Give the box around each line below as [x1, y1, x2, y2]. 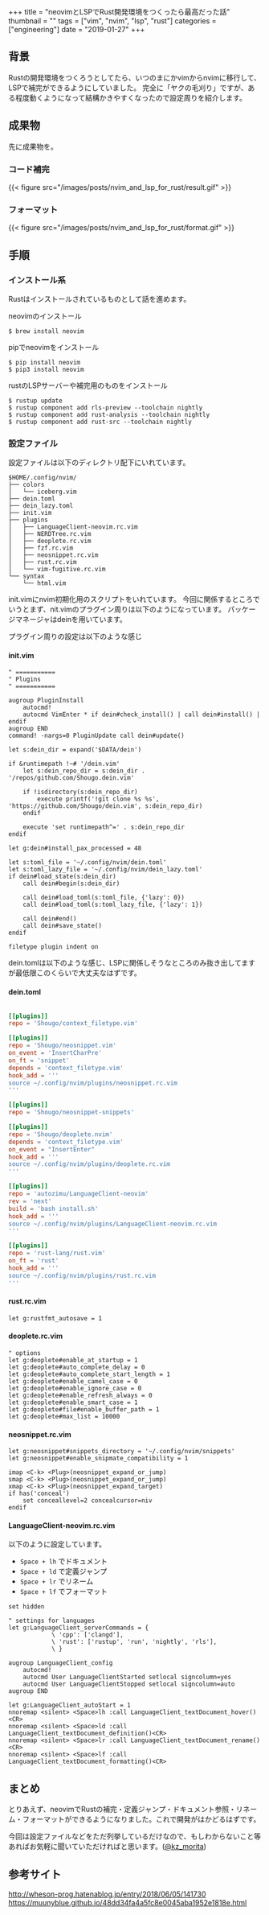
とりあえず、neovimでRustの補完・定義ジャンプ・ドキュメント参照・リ [8, 1805, 243, 1814]
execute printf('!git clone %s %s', [37, 795, 160, 803]
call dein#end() [22, 915, 78, 923]
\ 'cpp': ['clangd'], [51, 1631, 124, 1639]
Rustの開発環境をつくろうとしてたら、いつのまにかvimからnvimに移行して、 [8, 72, 261, 82]
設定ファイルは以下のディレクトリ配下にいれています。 [8, 458, 190, 467]
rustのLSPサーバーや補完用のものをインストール [8, 381, 168, 390]
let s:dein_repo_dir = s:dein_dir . [22, 767, 146, 775]
